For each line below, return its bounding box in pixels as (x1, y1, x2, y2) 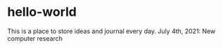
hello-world (7, 4, 77, 20)
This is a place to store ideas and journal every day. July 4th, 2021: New (7, 27, 216, 35)
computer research (7, 34, 63, 42)
